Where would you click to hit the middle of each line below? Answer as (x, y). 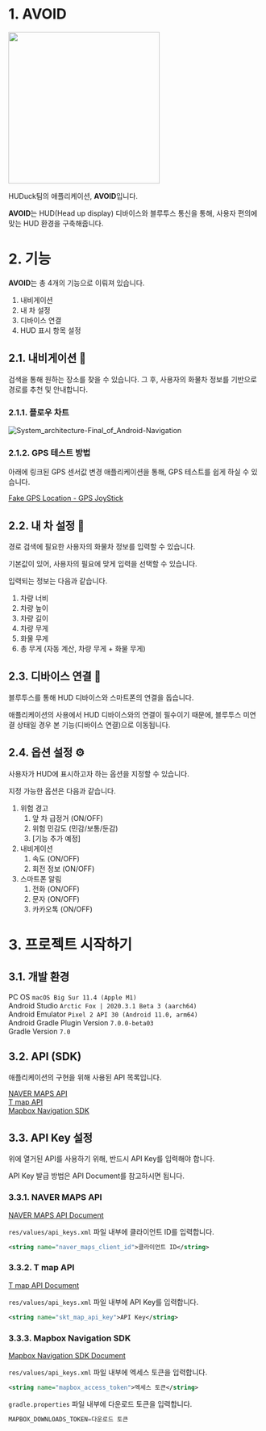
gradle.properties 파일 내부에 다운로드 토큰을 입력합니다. (100, 1404)
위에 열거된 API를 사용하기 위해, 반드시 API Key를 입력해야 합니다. (112, 1159)
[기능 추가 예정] (56, 838)
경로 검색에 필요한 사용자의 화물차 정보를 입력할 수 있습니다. (102, 547)
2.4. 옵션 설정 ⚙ (47, 753)
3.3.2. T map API (42, 1268)
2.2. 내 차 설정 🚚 (46, 526)
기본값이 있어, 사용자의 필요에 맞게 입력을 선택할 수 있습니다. (103, 564)
